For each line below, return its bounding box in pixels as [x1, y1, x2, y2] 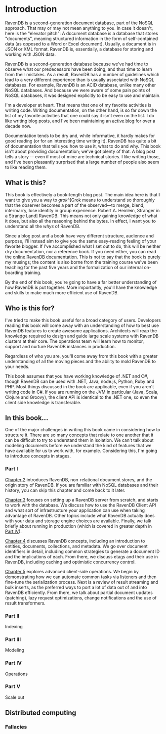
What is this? [5, 179, 46, 187]
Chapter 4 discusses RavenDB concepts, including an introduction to [5, 538, 145, 544]
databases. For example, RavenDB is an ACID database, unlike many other [5, 82, 156, 88]
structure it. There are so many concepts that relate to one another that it [5, 432, 154, 438]
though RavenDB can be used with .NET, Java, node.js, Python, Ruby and [5, 378, 155, 384]
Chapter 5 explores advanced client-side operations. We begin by [5, 568, 139, 574]
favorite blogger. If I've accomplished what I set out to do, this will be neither [5, 243, 161, 249]
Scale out [5, 694, 25, 700]
